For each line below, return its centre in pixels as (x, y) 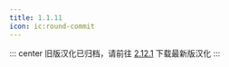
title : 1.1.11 (36, 18)
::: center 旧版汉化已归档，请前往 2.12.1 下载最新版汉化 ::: (115, 53)
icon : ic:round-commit (52, 26)
